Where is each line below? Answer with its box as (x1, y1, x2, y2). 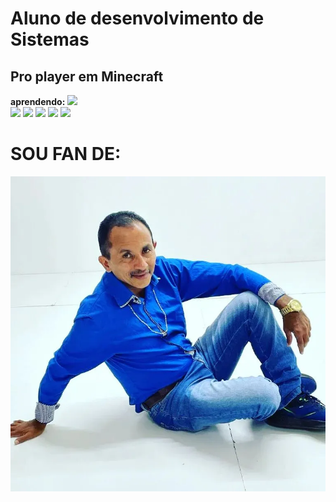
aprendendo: (10, 96, 66, 107)
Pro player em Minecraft (10, 68, 164, 85)
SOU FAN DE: (10, 143, 122, 166)
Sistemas (10, 28, 90, 51)
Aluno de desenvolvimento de (10, 7, 265, 30)
